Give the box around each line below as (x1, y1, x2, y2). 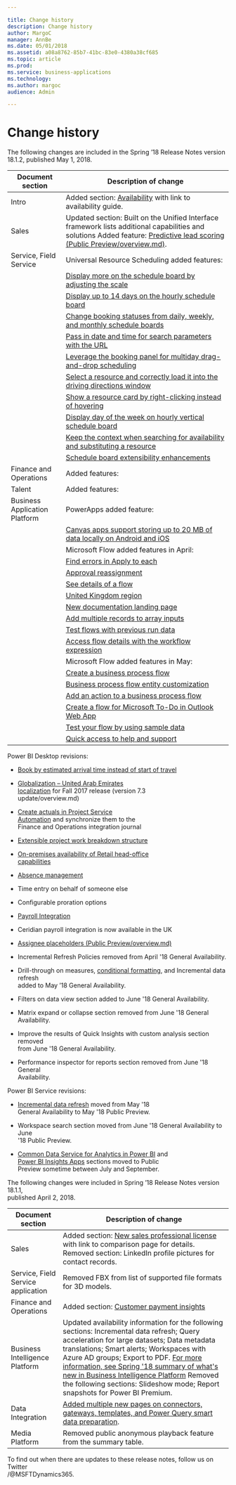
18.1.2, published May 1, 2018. (7, 155, 93, 164)
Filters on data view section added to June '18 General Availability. (17, 995, 209, 1004)
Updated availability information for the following (63, 1318, 223, 1328)
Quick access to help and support (65, 734, 177, 744)
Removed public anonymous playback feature (63, 1428, 214, 1438)
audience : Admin (7, 89, 55, 96)
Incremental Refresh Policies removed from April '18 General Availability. (17, 953, 227, 961)
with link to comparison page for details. (63, 1240, 195, 1250)
